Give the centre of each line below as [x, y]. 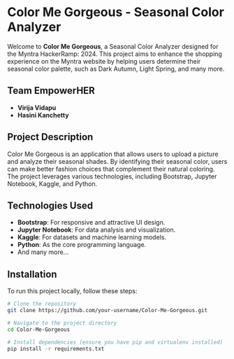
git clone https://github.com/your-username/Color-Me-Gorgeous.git [108, 311]
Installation [32, 274]
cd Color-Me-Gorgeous [39, 330]
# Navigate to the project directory [62, 323]
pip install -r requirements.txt [56, 349]
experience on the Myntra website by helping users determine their [104, 61]
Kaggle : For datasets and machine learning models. [92, 237]
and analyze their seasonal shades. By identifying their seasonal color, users [117, 161]
